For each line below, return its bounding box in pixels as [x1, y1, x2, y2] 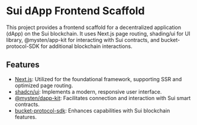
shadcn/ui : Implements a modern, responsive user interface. [14, 88, 162, 95]
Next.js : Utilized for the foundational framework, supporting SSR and [14, 75, 182, 82]
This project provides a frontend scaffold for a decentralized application [6, 24, 182, 31]
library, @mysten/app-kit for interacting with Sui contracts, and [6, 36, 160, 43]
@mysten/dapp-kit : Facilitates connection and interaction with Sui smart [14, 94, 191, 101]
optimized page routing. [14, 82, 73, 89]
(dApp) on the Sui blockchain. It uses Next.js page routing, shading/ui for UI [6, 30, 190, 37]
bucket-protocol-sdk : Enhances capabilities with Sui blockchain [14, 107, 170, 114]
